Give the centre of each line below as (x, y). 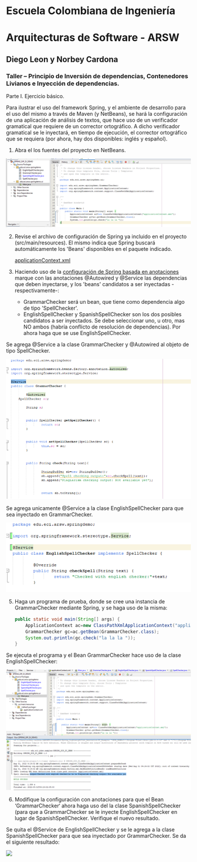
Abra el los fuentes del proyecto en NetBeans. (70, 150)
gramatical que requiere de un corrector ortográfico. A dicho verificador (93, 126)
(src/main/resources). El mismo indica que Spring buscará (85, 243)
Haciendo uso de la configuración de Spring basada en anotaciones (96, 272)
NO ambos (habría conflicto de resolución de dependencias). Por (102, 327)
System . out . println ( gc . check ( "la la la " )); (81, 638)
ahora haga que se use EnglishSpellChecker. (77, 333)
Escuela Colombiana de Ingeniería (91, 11)
